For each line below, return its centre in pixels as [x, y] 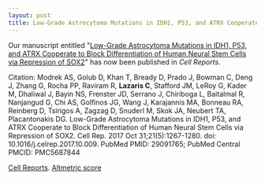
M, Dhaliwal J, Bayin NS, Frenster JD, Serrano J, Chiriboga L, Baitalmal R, [127, 94]
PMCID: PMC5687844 [44, 152]
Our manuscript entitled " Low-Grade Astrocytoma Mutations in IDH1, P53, [128, 45]
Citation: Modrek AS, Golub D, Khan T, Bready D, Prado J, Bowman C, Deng [131, 77]
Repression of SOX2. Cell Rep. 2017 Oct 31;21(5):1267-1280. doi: [112, 135]
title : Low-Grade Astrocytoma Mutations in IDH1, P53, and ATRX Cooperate [134, 23]
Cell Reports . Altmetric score [55, 167]
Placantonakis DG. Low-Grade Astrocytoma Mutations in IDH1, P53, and [125, 119]
